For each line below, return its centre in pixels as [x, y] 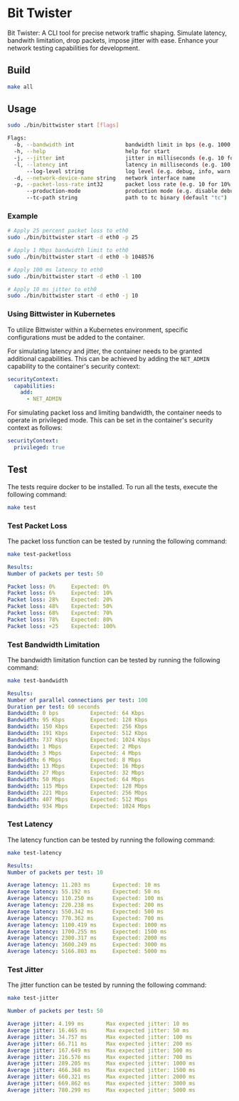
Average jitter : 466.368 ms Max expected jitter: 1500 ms [101, 1070]
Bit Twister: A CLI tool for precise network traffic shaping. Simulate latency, [117, 33]
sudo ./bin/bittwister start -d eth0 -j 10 [73, 296]
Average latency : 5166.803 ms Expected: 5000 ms [87, 951]
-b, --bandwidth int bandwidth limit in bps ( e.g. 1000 [122, 145]
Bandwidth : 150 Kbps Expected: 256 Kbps [78, 727]
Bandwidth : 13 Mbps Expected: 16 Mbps [76, 766]
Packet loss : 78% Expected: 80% [60, 620]
